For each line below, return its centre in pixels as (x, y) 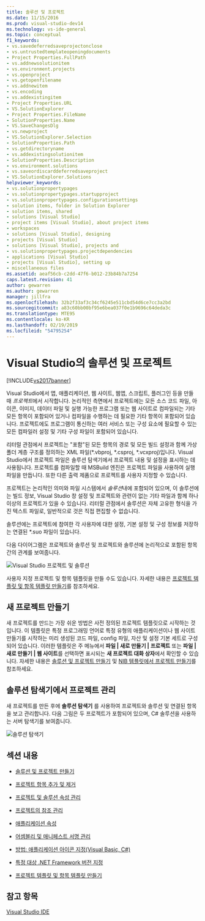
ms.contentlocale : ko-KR (38, 320)
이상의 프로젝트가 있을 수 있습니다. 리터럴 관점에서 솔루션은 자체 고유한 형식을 (99, 503)
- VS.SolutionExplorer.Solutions (49, 177)
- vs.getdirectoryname (35, 148)
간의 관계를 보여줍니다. (33, 552)
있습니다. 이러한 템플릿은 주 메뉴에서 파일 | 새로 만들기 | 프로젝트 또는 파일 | (107, 646)
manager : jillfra (28, 297)
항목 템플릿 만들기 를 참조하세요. (62, 586)
